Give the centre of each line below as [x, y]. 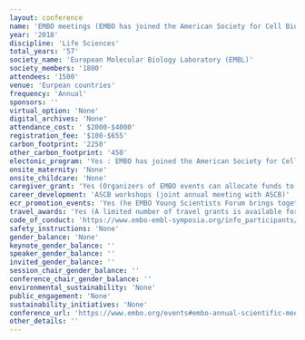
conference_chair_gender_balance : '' [81, 279]
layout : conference [46, 18]
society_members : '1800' [56, 69]
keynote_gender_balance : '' [63, 246]
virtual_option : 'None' [54, 111]
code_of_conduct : [42, 220]
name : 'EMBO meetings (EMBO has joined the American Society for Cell [146, 26]
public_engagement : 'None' [60, 296]
